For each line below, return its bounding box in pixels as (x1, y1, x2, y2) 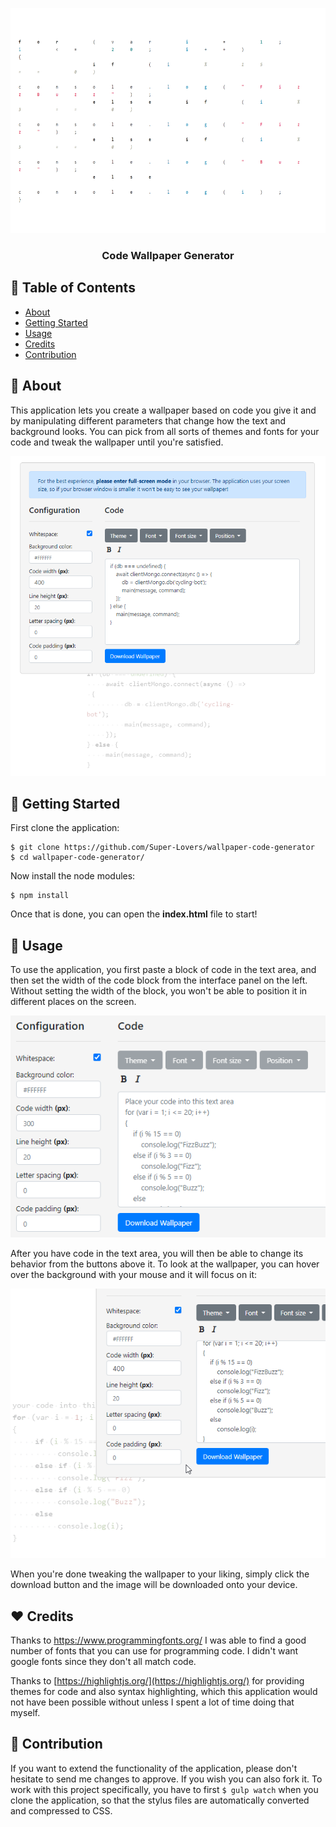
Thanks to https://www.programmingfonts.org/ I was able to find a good (10, 1634, 307, 1646)
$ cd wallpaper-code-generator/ (10, 853, 145, 863)
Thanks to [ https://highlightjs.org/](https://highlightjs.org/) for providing (10, 1674, 305, 1687)
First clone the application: (10, 822, 120, 834)
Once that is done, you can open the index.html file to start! (10, 908, 258, 920)
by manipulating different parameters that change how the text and (10, 414, 287, 427)
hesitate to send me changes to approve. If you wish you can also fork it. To (10, 1773, 323, 1785)
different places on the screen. (10, 996, 137, 1008)
